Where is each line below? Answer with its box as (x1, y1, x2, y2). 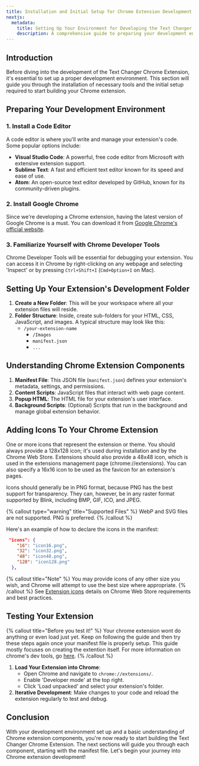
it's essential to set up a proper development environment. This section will (6, 75, 190, 82)
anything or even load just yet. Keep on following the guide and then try (6, 633, 181, 640)
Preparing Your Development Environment (6, 104, 166, 114)
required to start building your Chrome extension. (6, 87, 127, 94)
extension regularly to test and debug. (14, 695, 108, 702)
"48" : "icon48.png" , (17, 553, 68, 560)
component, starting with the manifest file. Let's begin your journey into (6, 747, 181, 754)
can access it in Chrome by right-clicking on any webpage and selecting (6, 260, 183, 267)
